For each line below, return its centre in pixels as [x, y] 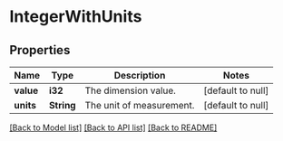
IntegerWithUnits [76, 17]
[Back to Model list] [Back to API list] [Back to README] [113, 127]
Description [140, 75]
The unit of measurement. [140, 105]
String [62, 105]
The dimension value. [131, 90]
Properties [40, 50]
